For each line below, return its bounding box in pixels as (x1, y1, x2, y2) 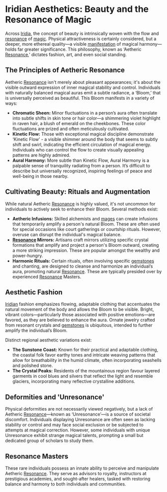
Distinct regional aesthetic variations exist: (5, 337, 92, 343)
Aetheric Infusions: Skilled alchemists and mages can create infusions (12, 215, 158, 221)
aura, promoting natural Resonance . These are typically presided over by (12, 268, 162, 274)
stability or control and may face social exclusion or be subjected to (5, 422, 144, 428)
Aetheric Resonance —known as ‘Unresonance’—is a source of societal (5, 411, 151, 418)
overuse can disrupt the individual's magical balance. (12, 231, 122, 237)
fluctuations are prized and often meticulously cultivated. (12, 126, 129, 132)
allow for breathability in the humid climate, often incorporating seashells (12, 357, 162, 363)
